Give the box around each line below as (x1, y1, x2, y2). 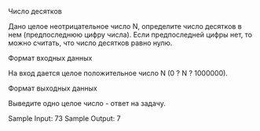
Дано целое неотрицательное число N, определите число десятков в (8, 22, 242, 30)
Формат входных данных (8, 54, 93, 62)
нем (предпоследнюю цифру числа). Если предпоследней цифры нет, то (8, 30, 253, 39)
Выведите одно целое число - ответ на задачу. (8, 99, 167, 108)
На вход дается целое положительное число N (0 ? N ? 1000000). (8, 69, 228, 77)
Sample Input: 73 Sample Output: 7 (8, 114, 121, 123)
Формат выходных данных (8, 83, 98, 93)
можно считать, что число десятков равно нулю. (8, 38, 173, 48)
